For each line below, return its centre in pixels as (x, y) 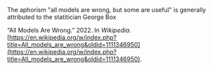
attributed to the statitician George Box (62, 17)
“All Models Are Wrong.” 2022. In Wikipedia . (69, 30)
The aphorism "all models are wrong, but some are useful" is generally (107, 10)
